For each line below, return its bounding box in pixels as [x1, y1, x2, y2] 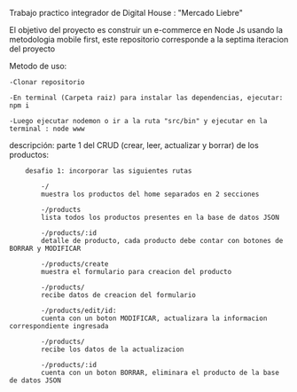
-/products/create [41, 260, 109, 269]
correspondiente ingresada [9, 322, 109, 331]
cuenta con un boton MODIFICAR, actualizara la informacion [41, 314, 268, 323]
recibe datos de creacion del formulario [41, 291, 197, 300]
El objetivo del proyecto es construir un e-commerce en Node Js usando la [9, 25, 284, 35]
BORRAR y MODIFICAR [9, 244, 82, 253]
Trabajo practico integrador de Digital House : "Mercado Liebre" [9, 8, 244, 18]
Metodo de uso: [9, 61, 67, 71]
